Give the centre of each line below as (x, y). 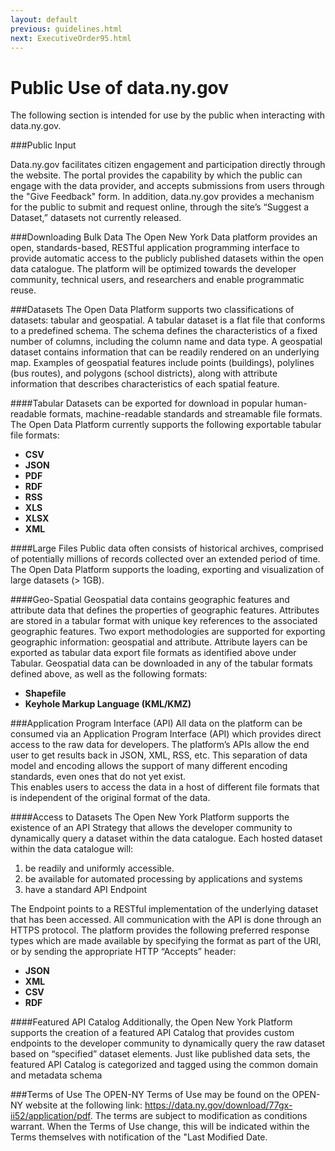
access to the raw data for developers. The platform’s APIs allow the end (160, 745)
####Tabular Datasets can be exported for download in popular (141, 403)
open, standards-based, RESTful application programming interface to (155, 248)
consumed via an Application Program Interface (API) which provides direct (166, 734)
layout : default (44, 19)
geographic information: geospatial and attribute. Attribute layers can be (159, 642)
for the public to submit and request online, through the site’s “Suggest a (160, 207)
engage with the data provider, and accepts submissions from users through (167, 186)
